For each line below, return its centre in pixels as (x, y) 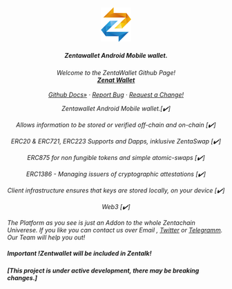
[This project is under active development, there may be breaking (103, 270)
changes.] (22, 278)
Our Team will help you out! (46, 237)
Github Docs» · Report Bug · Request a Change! (116, 94)
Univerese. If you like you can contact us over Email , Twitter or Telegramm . (115, 230)
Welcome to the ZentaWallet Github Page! (116, 72)
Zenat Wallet (116, 80)
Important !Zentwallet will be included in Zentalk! (79, 253)
